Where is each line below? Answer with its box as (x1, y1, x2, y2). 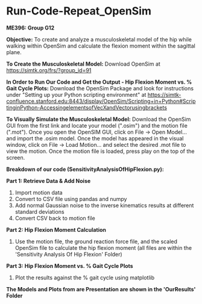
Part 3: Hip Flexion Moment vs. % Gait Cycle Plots (6, 262, 134, 269)
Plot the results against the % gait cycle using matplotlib (14, 274, 155, 281)
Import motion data (14, 188, 63, 196)
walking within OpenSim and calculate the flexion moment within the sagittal (6, 42, 196, 49)
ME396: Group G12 (6, 24, 55, 31)
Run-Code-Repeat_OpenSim (6, 4, 152, 18)
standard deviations (14, 208, 65, 215)
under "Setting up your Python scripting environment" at (6, 91, 147, 98)
